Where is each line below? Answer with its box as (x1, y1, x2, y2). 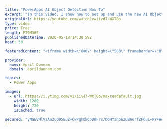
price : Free (5, 26, 30, 31)
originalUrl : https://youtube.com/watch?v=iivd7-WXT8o (5, 16, 121, 21)
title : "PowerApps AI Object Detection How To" (5, 7, 106, 12)
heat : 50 (5, 40, 23, 45)
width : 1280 (14, 98, 39, 103)
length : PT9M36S (5, 30, 39, 35)
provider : (5, 58, 26, 63)
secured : (5, 117, 23, 122)
